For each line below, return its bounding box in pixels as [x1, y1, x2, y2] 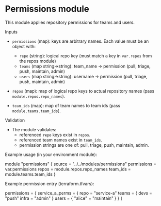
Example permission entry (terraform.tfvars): [5, 181, 95, 187]
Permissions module [5, 3, 90, 15]
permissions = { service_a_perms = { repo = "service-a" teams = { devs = [5, 190, 152, 196]
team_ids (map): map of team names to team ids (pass [12, 103, 120, 108]
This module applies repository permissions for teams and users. [5, 19, 135, 25]
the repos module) [19, 58, 57, 64]
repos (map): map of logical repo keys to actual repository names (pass [12, 88, 155, 94]
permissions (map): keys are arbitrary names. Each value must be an [12, 38, 149, 44]
